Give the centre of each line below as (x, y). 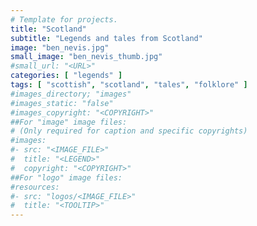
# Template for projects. (64, 19)
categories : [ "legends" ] (66, 76)
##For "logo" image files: (66, 177)
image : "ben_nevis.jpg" (60, 47)
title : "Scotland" (48, 29)
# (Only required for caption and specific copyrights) (129, 131)
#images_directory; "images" (71, 94)
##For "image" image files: (69, 122)
